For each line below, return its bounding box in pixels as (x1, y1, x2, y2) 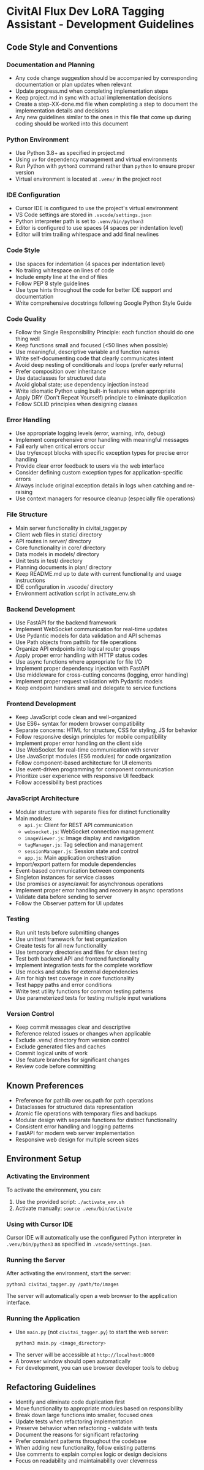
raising (15, 489, 32, 496)
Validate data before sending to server (15, 893, 112, 900)
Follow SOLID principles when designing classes (15, 401, 138, 408)
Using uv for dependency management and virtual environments (15, 155, 178, 163)
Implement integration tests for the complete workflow (15, 961, 153, 969)
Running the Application (6, 1314, 80, 1323)
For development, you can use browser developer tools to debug (15, 1364, 179, 1372)
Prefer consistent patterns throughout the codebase (15, 1437, 147, 1445)
